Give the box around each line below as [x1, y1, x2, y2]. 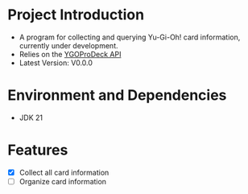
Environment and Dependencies [7, 86, 227, 105]
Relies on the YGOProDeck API [19, 49, 122, 59]
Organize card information [19, 176, 106, 186]
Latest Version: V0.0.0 [19, 58, 93, 68]
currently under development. [19, 40, 118, 50]
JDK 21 [19, 113, 43, 122]
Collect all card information [19, 167, 110, 177]
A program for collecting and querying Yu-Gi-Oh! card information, [19, 32, 241, 42]
